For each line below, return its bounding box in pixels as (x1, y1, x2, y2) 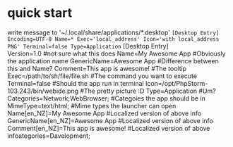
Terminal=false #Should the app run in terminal (7, 79, 144, 87)
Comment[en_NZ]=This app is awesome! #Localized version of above (7, 124, 210, 132)
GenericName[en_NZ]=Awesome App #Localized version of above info (7, 116, 214, 124)
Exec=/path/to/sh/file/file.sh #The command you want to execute (7, 72, 198, 80)
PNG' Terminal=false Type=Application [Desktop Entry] (7, 41, 169, 50)
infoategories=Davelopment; (7, 132, 90, 140)
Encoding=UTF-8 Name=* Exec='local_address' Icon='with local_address (7, 35, 220, 43)
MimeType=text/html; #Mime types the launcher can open (7, 101, 177, 110)
